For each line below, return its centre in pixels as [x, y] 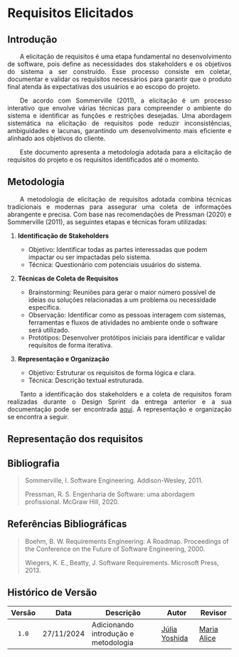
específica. [44, 307]
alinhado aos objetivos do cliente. [57, 138]
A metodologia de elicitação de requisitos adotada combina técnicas [126, 199]
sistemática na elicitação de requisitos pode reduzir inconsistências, [119, 123]
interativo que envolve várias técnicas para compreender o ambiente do [119, 108]
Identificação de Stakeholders [63, 236]
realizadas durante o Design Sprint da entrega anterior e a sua [119, 401]
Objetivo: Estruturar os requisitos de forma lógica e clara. [112, 372]
